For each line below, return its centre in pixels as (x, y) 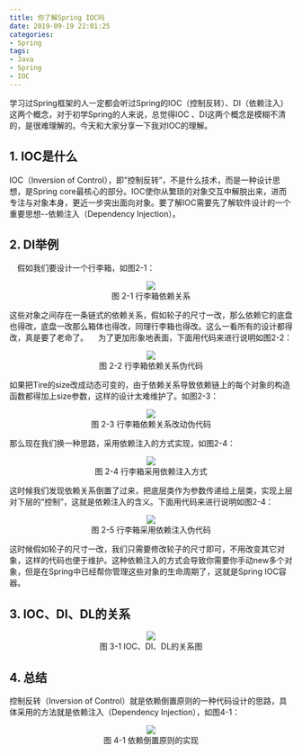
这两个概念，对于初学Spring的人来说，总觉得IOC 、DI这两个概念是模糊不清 (147, 114)
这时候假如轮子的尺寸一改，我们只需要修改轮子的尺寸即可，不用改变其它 (143, 549)
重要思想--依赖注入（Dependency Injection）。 (95, 213)
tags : (19, 51)
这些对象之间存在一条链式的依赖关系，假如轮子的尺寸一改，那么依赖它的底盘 (151, 315)
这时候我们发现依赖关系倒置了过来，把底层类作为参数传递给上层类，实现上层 (151, 490)
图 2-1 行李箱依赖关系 (151, 296)
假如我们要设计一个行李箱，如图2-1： (86, 268)
